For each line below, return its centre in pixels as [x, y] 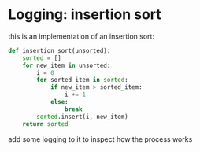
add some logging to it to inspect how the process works [100, 139]
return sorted [45, 124]
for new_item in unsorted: [67, 65]
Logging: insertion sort [85, 15]
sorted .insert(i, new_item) [82, 117]
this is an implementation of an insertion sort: [81, 36]
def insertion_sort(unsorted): [59, 50]
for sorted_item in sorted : [82, 80]
